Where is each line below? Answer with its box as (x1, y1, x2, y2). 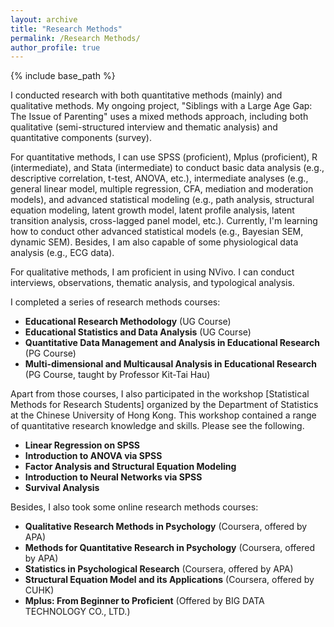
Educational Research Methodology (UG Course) (24, 316, 232, 328)
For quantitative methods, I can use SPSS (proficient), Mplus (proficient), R (10, 151, 318, 163)
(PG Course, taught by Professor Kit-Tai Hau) (24, 369, 211, 381)
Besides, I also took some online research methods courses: (10, 501, 259, 513)
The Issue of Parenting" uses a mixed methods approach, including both (10, 111, 309, 123)
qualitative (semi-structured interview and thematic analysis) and (10, 121, 278, 133)
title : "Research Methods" (10, 24, 123, 34)
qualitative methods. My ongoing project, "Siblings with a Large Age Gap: (10, 100, 313, 112)
